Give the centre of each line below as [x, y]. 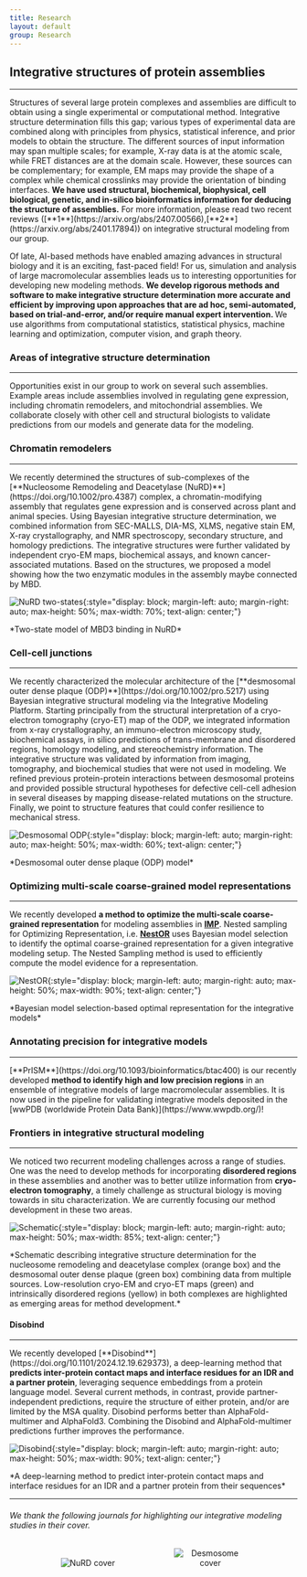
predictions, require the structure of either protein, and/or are [174, 1402]
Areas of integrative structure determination [110, 357]
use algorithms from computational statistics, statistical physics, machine [147, 325]
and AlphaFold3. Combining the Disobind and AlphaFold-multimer [168, 1422]
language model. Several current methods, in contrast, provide [127, 1392]
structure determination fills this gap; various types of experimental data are [153, 122]
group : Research [40, 35]
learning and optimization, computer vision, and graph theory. [126, 334]
